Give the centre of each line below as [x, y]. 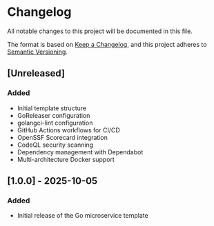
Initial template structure [52, 108]
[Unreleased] [36, 73]
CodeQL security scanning [55, 145]
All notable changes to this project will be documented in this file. [100, 31]
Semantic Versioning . [37, 52]
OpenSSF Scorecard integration [62, 137]
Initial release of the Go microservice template [82, 216]
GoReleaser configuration [53, 115]
